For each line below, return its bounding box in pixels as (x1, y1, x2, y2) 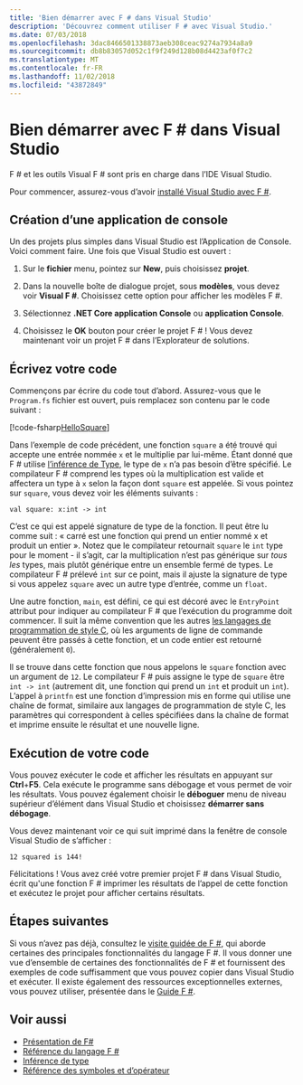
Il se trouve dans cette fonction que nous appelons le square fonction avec (9, 662, 287, 673)
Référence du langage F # (22, 1045, 119, 1056)
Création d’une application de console (9, 212, 229, 227)
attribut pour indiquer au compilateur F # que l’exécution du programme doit (9, 606, 292, 617)
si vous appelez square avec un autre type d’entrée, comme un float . (9, 579, 268, 590)
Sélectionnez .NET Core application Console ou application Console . (22, 308, 285, 319)
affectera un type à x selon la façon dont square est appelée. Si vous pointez (9, 478, 294, 489)
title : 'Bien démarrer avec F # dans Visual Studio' (9, 13, 213, 23)
